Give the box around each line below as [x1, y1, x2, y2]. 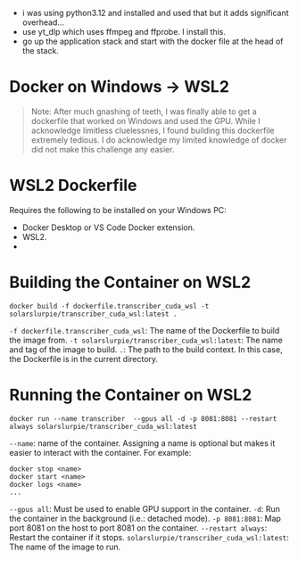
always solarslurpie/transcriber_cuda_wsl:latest [9, 422, 198, 431]
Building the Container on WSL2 [9, 272, 252, 293]
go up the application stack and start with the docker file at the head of [21, 36, 284, 46]
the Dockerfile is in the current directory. [9, 353, 159, 364]
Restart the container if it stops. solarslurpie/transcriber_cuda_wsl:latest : [9, 532, 290, 542]
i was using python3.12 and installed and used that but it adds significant [21, 8, 289, 18]
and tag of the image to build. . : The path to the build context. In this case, [9, 343, 283, 355]
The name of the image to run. [9, 541, 121, 552]
